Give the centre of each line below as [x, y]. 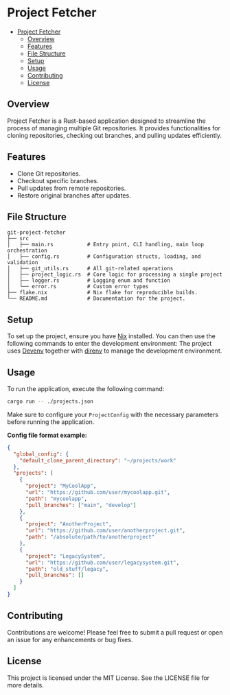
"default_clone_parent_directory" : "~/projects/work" [98, 460]
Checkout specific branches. [58, 180]
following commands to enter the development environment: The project [110, 344]
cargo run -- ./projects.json [50, 401]
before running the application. [51, 422]
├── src [18, 239]
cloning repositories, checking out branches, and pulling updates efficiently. [114, 135]
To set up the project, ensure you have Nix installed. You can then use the [112, 336]
